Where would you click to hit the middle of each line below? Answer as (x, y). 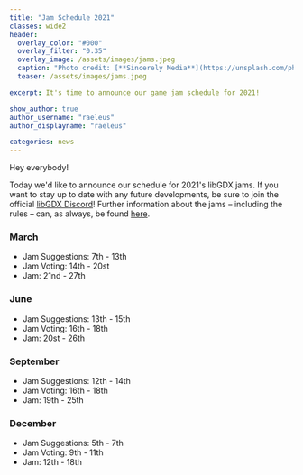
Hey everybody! (39, 168)
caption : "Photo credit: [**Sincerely (91, 69)
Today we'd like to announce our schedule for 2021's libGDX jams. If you (144, 185)
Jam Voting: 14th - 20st (66, 266)
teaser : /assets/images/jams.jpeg (82, 77)
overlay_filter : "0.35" (62, 51)
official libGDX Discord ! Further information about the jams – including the (146, 205)
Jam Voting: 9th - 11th (63, 452)
